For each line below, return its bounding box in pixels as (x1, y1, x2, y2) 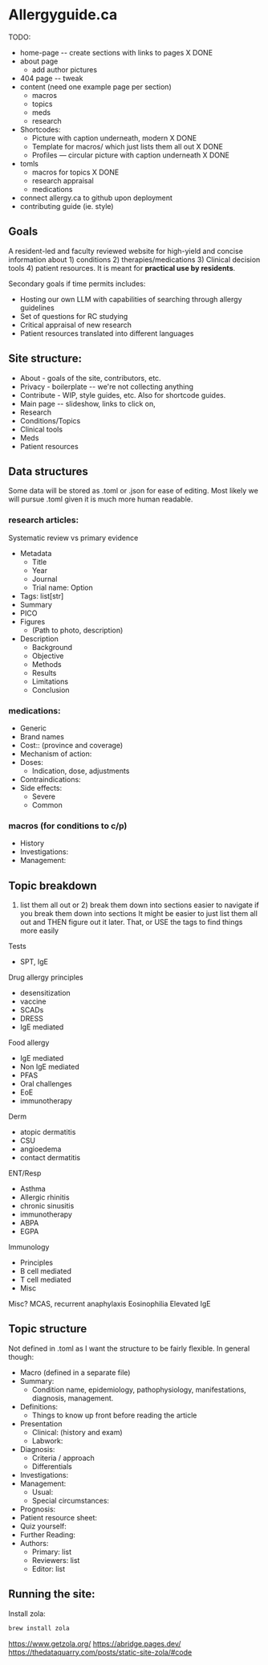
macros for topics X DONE (31, 167, 120, 177)
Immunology (8, 1242, 50, 1252)
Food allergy (8, 1038, 50, 1048)
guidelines (19, 303, 55, 313)
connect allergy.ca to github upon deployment (19, 193, 173, 202)
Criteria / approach (31, 1453, 95, 1462)
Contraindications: (19, 774, 82, 784)
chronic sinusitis (19, 1201, 75, 1211)
